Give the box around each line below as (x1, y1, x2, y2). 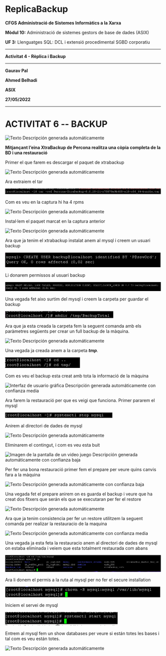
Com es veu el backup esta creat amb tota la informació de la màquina (5, 373, 149, 379)
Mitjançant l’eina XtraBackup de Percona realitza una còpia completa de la (5, 144, 161, 150)
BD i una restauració (5, 150, 48, 156)
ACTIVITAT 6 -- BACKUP (5, 119, 108, 130)
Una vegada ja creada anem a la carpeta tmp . (5, 347, 98, 353)
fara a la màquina (5, 472, 41, 477)
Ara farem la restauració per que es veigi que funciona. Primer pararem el (5, 397, 155, 403)
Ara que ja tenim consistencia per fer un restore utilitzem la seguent (5, 515, 143, 521)
